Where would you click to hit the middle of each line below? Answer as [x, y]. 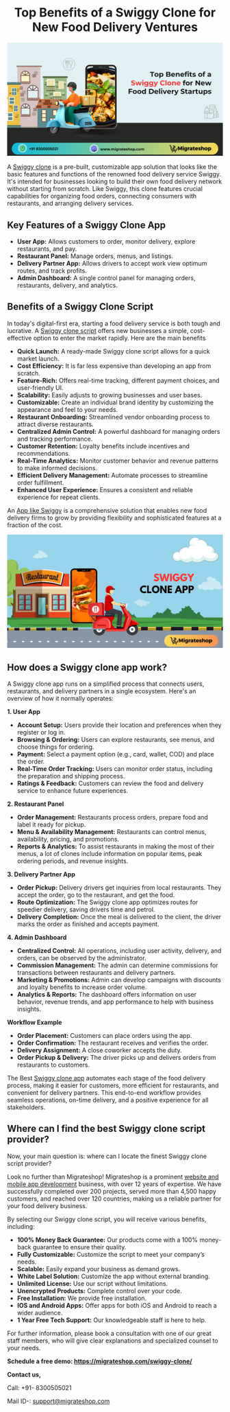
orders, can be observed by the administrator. [81, 958]
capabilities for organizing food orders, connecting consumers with [102, 196]
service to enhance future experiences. [73, 790]
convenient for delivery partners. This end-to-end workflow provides [104, 1092]
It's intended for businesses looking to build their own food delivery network [115, 182]
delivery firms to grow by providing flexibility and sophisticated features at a [114, 518]
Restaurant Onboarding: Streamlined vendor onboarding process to [113, 417]
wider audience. [40, 1312]
